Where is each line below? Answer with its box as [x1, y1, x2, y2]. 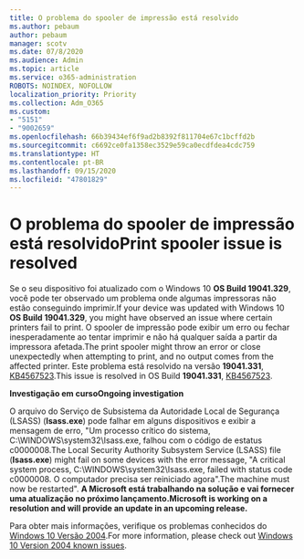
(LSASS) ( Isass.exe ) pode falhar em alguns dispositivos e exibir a [9, 416, 257, 427]
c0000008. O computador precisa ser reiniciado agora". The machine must [9, 474, 290, 485]
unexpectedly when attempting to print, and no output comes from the [9, 351, 274, 362]
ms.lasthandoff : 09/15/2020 [9, 166, 117, 175]
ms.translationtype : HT [9, 149, 100, 158]
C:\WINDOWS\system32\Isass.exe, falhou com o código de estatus [9, 435, 263, 446]
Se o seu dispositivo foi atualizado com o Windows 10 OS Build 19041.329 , [9, 283, 291, 294]
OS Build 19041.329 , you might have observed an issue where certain [9, 312, 273, 323]
